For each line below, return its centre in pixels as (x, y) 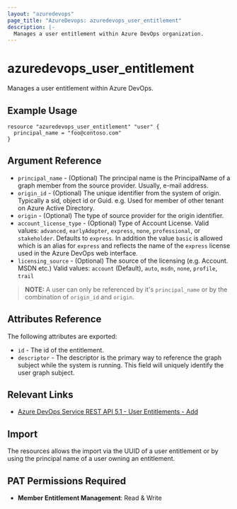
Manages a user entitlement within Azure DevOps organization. (109, 34)
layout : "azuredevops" (41, 14)
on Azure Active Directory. (56, 208)
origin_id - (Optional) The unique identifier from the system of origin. (119, 193)
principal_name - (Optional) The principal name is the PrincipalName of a (124, 178)
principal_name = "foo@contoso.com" (68, 133)
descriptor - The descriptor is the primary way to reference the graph (120, 358)
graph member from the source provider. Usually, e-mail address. (113, 185)
